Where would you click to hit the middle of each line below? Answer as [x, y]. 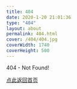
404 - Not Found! [28, 67]
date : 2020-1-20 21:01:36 [38, 17]
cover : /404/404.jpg [32, 39]
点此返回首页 [22, 80]
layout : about [24, 28]
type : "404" [21, 23]
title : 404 [20, 12]
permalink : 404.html [32, 34]
